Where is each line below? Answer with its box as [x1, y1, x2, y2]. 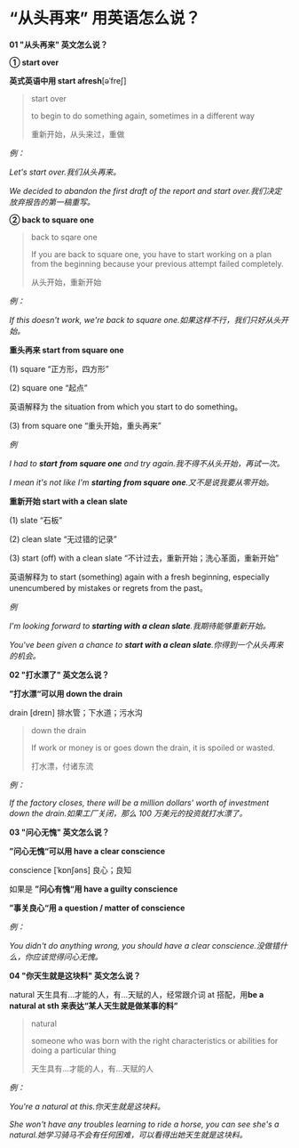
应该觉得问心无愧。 [32, 951, 103, 962]
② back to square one [9, 214, 95, 225]
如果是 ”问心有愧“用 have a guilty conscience [9, 883, 178, 894]
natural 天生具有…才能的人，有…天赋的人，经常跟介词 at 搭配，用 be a [9, 989, 264, 999]
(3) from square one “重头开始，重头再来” [9, 420, 161, 431]
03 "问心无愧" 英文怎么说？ [9, 827, 110, 837]
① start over [9, 57, 59, 68]
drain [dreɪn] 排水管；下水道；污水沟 [9, 707, 144, 717]
